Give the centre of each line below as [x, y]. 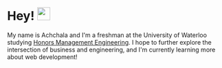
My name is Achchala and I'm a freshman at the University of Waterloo [107, 35]
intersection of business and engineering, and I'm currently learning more [111, 49]
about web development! [42, 57]
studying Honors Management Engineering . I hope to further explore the [109, 42]
